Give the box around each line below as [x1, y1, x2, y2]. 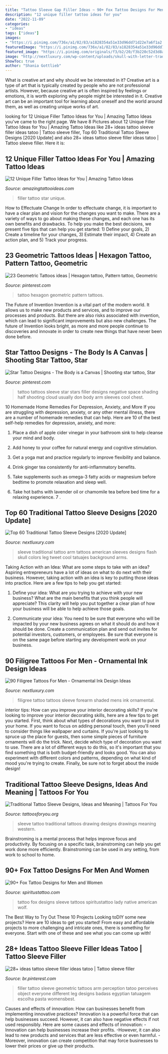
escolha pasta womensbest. [17, 996, 76, 1002]
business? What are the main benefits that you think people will [12, 595, 143, 601]
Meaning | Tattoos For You [5, 788, 89, 796]
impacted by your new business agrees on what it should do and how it [12, 621, 159, 627]
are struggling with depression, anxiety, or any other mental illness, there [5, 409, 155, 415]
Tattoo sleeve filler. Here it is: [5, 140, 65, 146]
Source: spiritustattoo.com [5, 889, 60, 895]
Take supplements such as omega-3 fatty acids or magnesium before [12, 473, 156, 479]
